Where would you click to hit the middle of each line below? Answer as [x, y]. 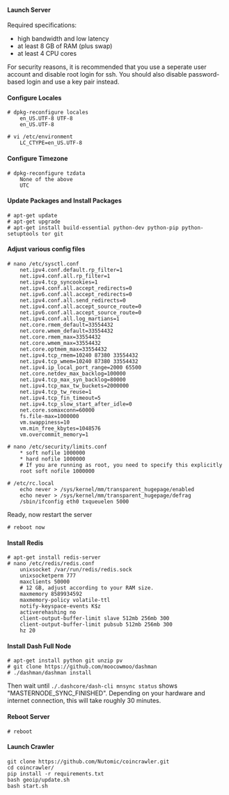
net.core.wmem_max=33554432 [60, 344]
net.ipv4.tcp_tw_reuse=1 [56, 392]
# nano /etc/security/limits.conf [57, 447]
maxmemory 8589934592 [51, 594]
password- [204, 75]
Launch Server [29, 10]
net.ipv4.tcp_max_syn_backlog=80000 [73, 380]
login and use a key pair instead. [73, 82]
